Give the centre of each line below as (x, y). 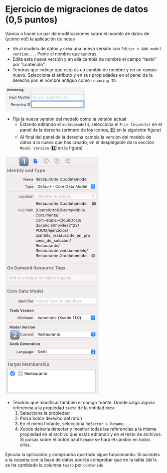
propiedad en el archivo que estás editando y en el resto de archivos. (91, 434)
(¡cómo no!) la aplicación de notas (40, 39)
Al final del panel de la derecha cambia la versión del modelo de (85, 137)
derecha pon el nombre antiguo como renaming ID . (65, 80)
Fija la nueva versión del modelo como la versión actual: (70, 119)
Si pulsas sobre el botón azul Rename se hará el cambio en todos (85, 439)
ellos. (25, 445)
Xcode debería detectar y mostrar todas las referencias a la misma (88, 429)
